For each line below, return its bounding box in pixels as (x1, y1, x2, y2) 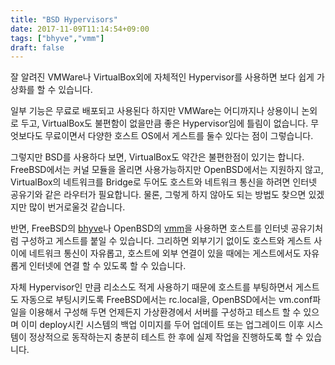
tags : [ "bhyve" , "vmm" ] (10, 33, 105, 43)
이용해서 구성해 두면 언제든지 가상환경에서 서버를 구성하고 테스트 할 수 (28, 306, 302, 318)
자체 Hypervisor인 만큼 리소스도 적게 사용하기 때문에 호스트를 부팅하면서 (10, 281, 294, 293)
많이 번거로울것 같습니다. (28, 201, 126, 213)
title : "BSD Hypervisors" (10, 14, 118, 25)
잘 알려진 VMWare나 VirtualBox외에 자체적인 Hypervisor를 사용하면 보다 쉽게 (10, 71, 315, 83)
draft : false (10, 42, 65, 53)
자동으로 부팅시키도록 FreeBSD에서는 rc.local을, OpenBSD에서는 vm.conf (20, 294, 313, 306)
